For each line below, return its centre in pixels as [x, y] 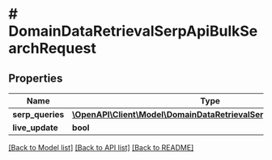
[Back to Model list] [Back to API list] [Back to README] [101, 147]
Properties [36, 78]
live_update [35, 128]
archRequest [53, 48]
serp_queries [38, 114]
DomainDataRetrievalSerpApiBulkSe [133, 31]
